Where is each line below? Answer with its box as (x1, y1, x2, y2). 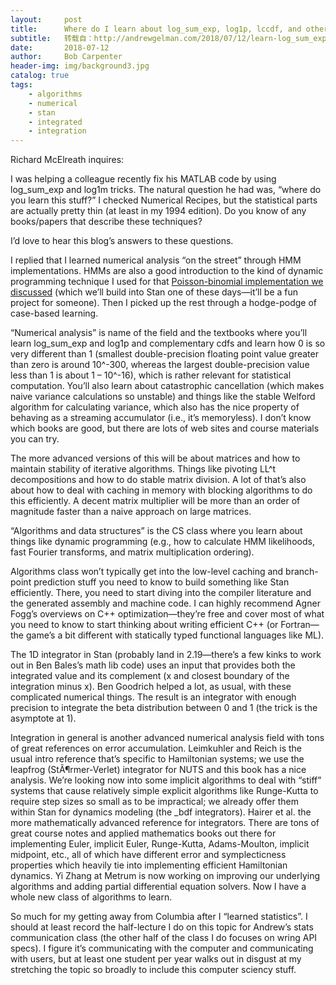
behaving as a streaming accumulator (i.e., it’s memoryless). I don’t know (10, 412, 312, 424)
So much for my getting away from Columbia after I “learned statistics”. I (10, 911, 308, 923)
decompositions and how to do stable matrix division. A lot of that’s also (10, 474, 307, 486)
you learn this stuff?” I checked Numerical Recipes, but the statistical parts (10, 194, 318, 206)
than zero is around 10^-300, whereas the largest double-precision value (10, 359, 310, 371)
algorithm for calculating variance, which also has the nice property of (10, 401, 300, 413)
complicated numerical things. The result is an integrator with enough (10, 691, 297, 703)
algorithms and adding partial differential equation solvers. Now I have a (10, 881, 307, 893)
